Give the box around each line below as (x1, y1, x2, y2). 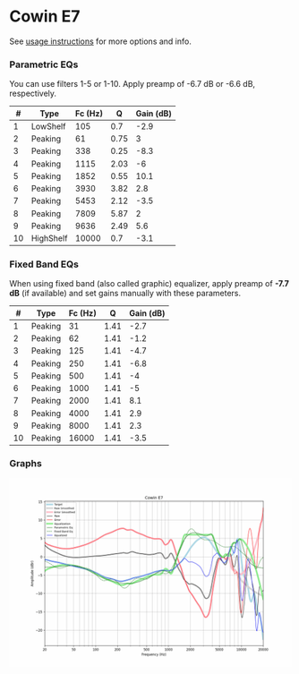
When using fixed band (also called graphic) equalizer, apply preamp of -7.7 (9, 278, 289, 289)
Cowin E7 (9, 6, 81, 27)
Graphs (9, 457, 42, 470)
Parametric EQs (9, 58, 79, 71)
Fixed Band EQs (9, 258, 79, 270)
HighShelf (30, 233, 68, 243)
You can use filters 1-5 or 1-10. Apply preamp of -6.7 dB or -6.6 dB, (9, 79, 256, 90)
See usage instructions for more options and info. (9, 36, 192, 47)
